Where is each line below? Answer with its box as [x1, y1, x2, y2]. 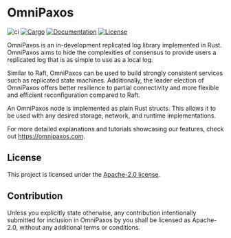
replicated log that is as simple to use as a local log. [7, 55, 153, 63]
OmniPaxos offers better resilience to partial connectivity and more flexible [7, 83, 219, 91]
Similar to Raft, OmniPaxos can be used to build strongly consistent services [7, 69, 223, 77]
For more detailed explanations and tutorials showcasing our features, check [7, 125, 224, 133]
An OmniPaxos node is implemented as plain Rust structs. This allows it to [7, 104, 217, 112]
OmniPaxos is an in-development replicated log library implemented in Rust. [7, 41, 222, 49]
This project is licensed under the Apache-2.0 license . [7, 170, 160, 178]
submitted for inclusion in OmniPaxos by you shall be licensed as [7, 215, 191, 224]
